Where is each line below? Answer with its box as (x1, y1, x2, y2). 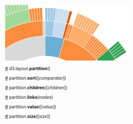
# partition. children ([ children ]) (5, 84, 68, 90)
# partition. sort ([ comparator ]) (5, 75, 67, 81)
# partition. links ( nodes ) (5, 94, 53, 100)
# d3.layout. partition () (5, 66, 51, 71)
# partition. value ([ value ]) (5, 104, 57, 110)
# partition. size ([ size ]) (5, 114, 51, 119)
